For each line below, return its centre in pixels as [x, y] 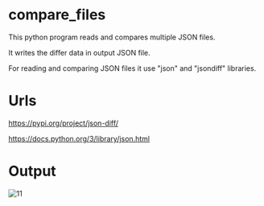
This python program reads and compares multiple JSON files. [112, 37]
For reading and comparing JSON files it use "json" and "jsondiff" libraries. [132, 68]
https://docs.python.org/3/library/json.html [79, 138]
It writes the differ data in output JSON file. [79, 52]
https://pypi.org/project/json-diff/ [64, 123]
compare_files [57, 15]
